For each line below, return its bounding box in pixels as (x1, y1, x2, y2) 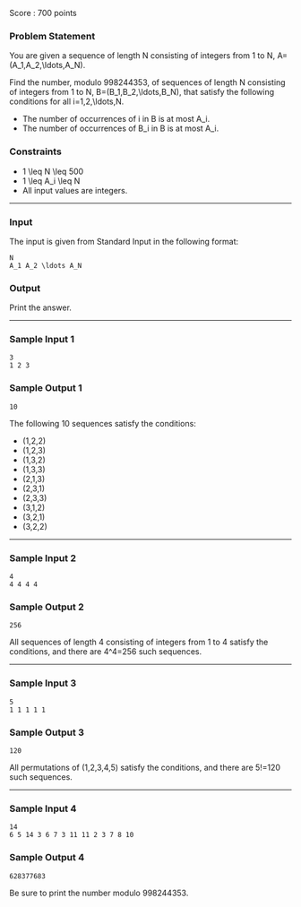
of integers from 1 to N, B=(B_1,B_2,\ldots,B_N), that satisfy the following (9, 87, 275, 98)
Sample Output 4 (9, 851, 85, 864)
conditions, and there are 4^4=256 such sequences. (9, 646, 202, 657)
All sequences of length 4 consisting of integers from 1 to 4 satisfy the (9, 636, 269, 648)
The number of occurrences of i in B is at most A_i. (21, 114, 211, 125)
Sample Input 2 (9, 551, 76, 564)
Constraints (9, 145, 63, 158)
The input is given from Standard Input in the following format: (9, 236, 239, 246)
